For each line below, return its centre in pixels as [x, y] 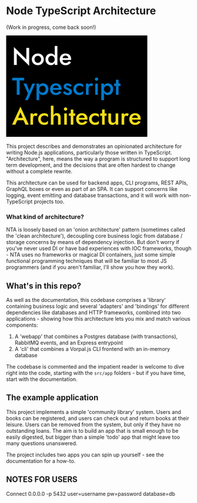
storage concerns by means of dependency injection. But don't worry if [93, 242]
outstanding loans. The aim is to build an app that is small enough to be [92, 430]
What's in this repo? [44, 286]
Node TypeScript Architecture [81, 11]
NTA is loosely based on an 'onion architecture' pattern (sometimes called [96, 230]
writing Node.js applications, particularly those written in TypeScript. [89, 152]
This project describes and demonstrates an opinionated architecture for [94, 146]
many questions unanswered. [42, 443]
